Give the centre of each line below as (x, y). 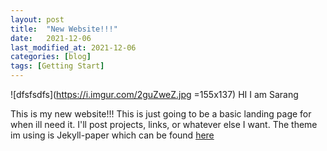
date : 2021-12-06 (51, 38)
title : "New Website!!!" (64, 29)
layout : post (37, 19)
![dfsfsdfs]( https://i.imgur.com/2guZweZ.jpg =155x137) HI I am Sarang (154, 94)
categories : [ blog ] (51, 57)
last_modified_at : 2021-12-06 (73, 47)
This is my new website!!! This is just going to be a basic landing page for (161, 114)
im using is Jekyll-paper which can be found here (112, 135)
